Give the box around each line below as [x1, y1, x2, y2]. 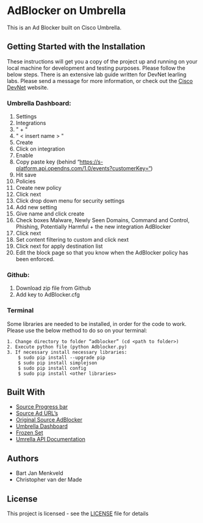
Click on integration [15, 145, 65, 153]
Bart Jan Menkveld [15, 469, 63, 477]
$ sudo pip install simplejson [18, 359, 98, 366]
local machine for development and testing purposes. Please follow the [7, 64, 185, 71]
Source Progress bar [15, 403, 68, 411]
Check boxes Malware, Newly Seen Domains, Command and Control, [15, 217, 190, 224]
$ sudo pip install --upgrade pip [18, 355, 105, 361]
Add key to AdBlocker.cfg [15, 291, 80, 298]
